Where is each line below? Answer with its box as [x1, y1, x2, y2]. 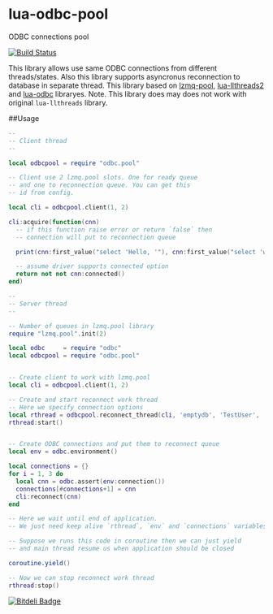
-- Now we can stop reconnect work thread [8, 573, 154, 582]
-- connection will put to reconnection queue [15, 233, 176, 241]
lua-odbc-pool [8, 5, 108, 24]
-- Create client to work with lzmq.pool [8, 374, 151, 382]
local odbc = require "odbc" [8, 344, 122, 352]
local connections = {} [8, 462, 89, 471]
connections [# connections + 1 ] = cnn [15, 485, 136, 493]
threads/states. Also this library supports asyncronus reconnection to [8, 71, 240, 81]
